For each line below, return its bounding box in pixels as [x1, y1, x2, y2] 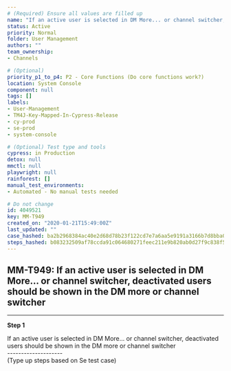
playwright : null [7, 169, 57, 176]
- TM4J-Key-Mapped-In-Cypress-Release [7, 112, 118, 119]
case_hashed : [7, 232, 45, 239]
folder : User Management [7, 36, 78, 43]
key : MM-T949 [7, 214, 45, 221]
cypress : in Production [7, 150, 76, 157]
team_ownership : [7, 49, 54, 56]
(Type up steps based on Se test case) [7, 357, 117, 365]
